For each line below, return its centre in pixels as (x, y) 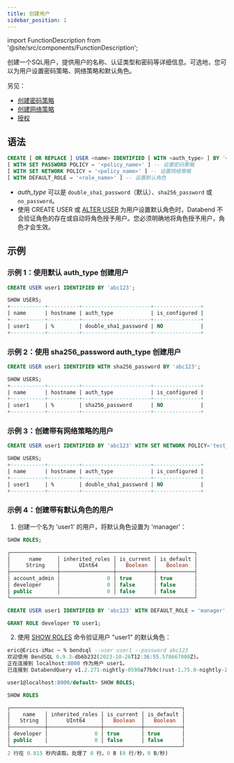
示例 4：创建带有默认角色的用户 (60, 510)
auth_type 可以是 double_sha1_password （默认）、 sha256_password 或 (115, 192)
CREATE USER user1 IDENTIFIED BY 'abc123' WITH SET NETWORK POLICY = (109, 446)
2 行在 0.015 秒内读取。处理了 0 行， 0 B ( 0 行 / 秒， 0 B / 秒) (88, 753)
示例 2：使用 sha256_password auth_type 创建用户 (94, 352)
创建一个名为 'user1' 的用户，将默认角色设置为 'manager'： (102, 526)
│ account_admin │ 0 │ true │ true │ (102, 579)
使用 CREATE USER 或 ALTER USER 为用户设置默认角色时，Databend (116, 209)
